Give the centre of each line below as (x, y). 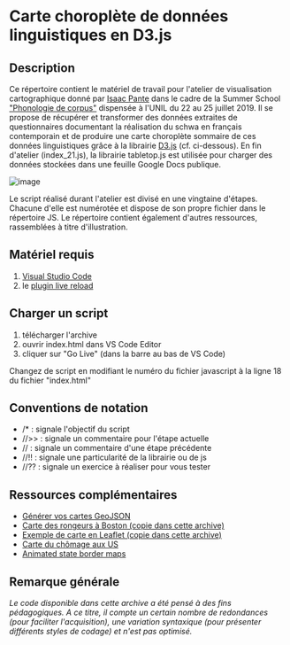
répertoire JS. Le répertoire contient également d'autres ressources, (134, 218)
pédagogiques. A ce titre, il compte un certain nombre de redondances (138, 612)
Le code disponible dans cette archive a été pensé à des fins (120, 603)
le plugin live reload (57, 285)
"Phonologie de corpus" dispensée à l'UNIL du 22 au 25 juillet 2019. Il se (141, 108)
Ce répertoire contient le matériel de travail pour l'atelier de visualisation (141, 89)
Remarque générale (65, 582)
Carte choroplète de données (119, 16)
